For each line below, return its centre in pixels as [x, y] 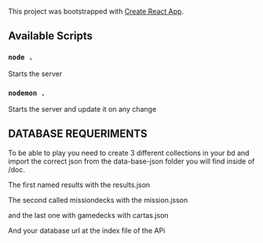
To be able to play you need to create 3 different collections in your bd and [129, 153]
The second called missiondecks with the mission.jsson [98, 200]
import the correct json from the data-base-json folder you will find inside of [131, 161]
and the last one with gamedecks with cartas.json [88, 215]
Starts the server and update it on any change [82, 109]
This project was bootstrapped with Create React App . [96, 11]
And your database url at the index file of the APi [87, 230]
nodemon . [27, 93]
